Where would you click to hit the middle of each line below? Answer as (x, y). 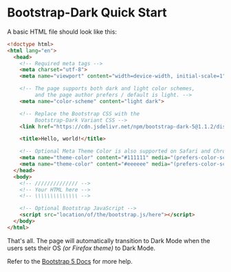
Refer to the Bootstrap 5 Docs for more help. (70, 261)
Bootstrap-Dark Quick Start (87, 13)
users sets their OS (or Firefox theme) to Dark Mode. (81, 248)
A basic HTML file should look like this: (62, 32)
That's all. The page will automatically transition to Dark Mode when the (109, 240)
